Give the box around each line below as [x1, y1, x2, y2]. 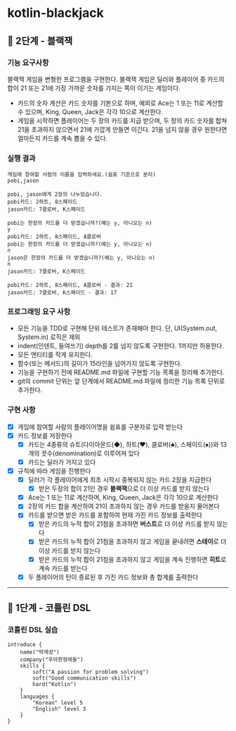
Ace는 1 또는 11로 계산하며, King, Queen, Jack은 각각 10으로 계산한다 [27, 493, 219, 502]
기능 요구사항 [7, 58, 49, 68]
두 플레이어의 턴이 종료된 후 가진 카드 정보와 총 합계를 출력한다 [27, 572, 199, 581]
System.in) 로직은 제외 [17, 333, 81, 341]
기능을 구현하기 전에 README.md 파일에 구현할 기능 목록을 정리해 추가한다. [17, 368, 225, 376]
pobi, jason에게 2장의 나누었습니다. [7, 191, 103, 198]
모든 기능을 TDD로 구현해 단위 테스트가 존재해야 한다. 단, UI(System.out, [17, 324, 218, 333]
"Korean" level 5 [32, 699, 83, 706]
